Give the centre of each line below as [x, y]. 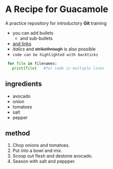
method [18, 133]
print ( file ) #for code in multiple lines [58, 68]
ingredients [24, 84]
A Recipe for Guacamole [57, 9]
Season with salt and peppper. [44, 161]
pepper [20, 117]
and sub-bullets [36, 38]
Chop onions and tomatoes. [41, 145]
